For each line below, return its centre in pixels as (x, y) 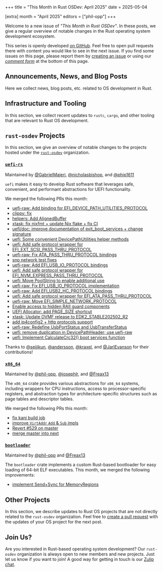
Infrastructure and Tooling (46, 103)
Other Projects (27, 500)
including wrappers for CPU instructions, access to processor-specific (76, 388)
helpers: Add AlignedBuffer (39, 218)
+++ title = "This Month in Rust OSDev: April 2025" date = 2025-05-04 (76, 7)
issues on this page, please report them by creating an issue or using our (78, 56)
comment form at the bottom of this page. (47, 61)
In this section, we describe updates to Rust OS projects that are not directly (81, 512)
